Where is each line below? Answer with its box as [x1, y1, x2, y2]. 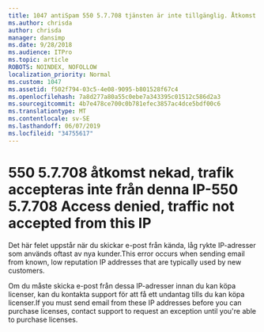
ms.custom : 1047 [8, 78, 62, 86]
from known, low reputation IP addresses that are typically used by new [8, 257, 242, 266]
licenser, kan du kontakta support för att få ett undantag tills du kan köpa [8, 289, 245, 299]
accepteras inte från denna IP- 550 [8, 180, 239, 198]
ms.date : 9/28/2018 [8, 41, 73, 49]
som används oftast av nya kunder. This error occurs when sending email [8, 249, 245, 258]
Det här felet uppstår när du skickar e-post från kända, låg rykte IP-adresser [8, 240, 257, 250]
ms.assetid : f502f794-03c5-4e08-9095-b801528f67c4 [8, 85, 179, 93]
